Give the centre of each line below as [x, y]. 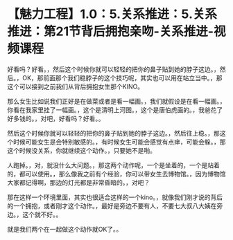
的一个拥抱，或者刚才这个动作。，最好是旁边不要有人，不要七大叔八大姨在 [112, 205]
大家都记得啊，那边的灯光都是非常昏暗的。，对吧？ [79, 182]
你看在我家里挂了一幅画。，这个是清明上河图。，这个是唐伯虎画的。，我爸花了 [115, 110]
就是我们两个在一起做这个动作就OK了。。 [65, 229]
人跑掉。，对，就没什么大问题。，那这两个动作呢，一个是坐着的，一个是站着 [113, 165]
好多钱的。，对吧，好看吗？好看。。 [56, 118]
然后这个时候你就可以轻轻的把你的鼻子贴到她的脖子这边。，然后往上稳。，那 [113, 133]
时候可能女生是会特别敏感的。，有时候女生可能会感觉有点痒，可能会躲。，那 [119, 142]
